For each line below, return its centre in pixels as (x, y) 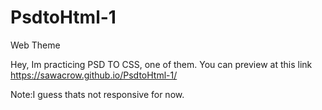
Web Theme (35, 45)
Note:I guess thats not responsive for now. (97, 94)
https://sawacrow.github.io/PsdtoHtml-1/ (94, 75)
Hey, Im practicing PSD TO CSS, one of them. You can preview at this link (161, 64)
